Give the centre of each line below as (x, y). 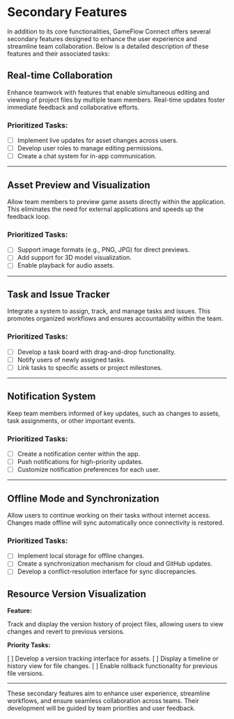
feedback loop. (29, 217)
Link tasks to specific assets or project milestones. (90, 367)
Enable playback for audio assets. (66, 265)
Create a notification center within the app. (79, 454)
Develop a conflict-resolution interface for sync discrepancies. (107, 571)
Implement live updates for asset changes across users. (97, 141)
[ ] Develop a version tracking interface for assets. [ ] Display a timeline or (113, 658)
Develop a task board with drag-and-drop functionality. (96, 352)
